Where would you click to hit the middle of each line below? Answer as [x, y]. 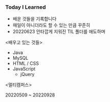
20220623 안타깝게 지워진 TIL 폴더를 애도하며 [59, 32]
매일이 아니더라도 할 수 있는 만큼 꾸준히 [51, 25]
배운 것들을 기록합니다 [35, 19]
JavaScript [24, 69]
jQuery [27, 74]
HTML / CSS [26, 63]
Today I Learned [26, 7]
